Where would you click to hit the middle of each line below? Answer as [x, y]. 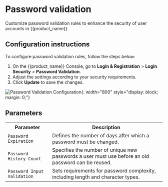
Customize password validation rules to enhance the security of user [76, 23]
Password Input [26, 171]
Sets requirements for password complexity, [104, 170]
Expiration [20, 141]
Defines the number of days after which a [101, 135]
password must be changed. [85, 142]
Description [106, 127]
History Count [24, 159]
